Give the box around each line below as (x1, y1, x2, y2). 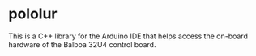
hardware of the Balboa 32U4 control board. (8, 39, 156, 49)
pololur (8, 5, 58, 23)
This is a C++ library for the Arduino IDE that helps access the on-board (8, 31, 249, 41)
